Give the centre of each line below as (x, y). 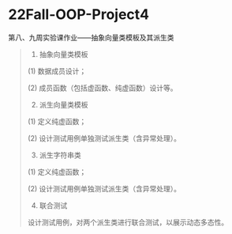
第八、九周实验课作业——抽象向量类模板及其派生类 (91, 37)
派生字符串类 (60, 155)
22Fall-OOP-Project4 (79, 15)
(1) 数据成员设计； (57, 71)
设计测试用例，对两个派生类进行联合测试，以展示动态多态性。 (128, 222)
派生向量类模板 (64, 104)
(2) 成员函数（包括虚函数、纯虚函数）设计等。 (102, 88)
